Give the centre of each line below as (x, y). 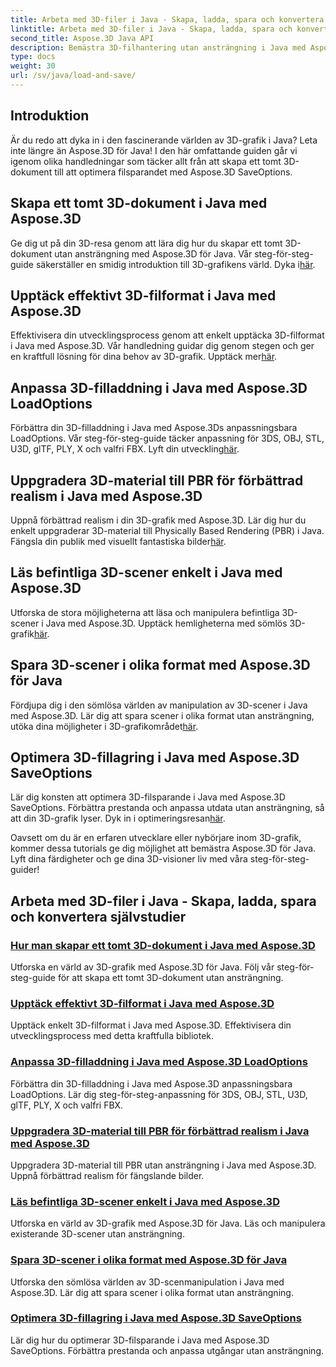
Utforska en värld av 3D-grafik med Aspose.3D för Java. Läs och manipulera (168, 1223)
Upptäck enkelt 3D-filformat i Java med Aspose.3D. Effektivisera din (151, 1025)
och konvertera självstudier (98, 916)
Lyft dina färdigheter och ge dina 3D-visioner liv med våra (129, 859)
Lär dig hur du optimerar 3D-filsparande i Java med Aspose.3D (140, 1340)
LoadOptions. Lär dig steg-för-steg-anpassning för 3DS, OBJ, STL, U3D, (159, 1094)
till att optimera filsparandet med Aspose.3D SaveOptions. (173, 172)
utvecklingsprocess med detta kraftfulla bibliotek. (112, 1036)
